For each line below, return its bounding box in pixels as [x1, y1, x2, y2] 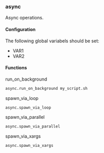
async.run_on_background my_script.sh [5, 86, 88, 91]
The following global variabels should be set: [5, 38, 99, 44]
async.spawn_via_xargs [5, 143, 54, 148]
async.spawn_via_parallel [5, 124, 60, 129]
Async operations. [5, 15, 44, 21]
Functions [5, 65, 27, 71]
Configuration [5, 26, 36, 32]
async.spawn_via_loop [5, 105, 51, 110]
